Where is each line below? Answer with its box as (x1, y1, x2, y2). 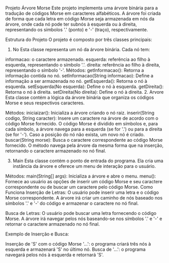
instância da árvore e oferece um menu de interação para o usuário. (12, 163, 156, 169)
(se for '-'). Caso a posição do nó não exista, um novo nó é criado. (5, 131, 145, 138)
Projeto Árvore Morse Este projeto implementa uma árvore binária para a (5, 5, 158, 11)
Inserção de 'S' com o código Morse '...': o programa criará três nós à (5, 241, 151, 247)
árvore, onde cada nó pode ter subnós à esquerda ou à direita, (5, 21, 137, 27)
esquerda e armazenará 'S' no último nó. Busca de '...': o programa (5, 246, 146, 252)
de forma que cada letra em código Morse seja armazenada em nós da (5, 16, 155, 21)
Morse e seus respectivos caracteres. (5, 100, 85, 106)
